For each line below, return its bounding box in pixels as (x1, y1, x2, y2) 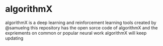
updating (5, 35, 24, 41)
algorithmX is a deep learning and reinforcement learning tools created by (5, 20, 157, 25)
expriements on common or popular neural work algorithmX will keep (5, 30, 147, 36)
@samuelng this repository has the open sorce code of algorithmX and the (5, 24, 158, 30)
